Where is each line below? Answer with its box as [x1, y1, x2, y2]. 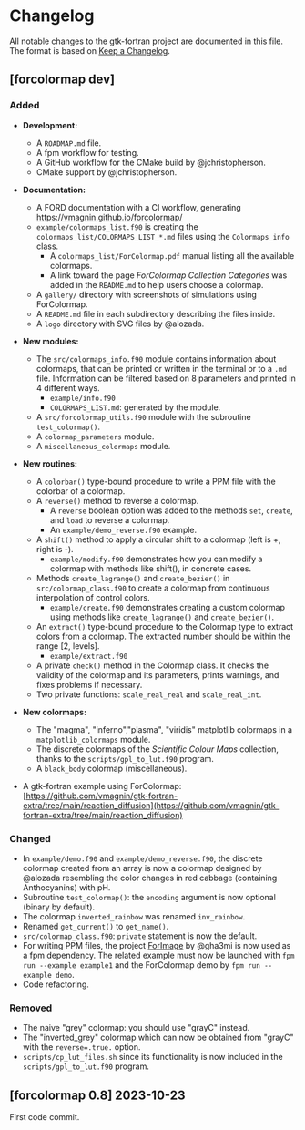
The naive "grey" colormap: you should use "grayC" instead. [22, 1022, 250, 1033]
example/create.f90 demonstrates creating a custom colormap [49, 601, 285, 612]
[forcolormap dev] [9, 72, 116, 87]
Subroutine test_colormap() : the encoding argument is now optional [22, 891, 276, 902]
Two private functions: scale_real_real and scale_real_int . [36, 689, 262, 700]
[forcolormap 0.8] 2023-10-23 [9, 1087, 186, 1103]
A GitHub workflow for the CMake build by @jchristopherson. [36, 157, 267, 168]
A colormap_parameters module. [36, 430, 155, 442]
